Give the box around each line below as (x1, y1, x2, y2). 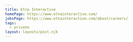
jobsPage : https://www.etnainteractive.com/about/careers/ (5, 16, 129, 21)
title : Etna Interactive (5, 7, 56, 12)
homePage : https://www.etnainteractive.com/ (5, 12, 98, 16)
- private (9, 25, 29, 30)
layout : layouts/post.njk (5, 29, 58, 34)
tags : (5, 20, 16, 26)
